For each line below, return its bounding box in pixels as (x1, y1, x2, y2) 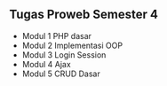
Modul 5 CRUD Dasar (21, 68, 100, 79)
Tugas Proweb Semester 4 (9, 7, 158, 22)
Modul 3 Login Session (21, 49, 107, 60)
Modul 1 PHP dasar (21, 30, 91, 41)
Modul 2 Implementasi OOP (21, 40, 123, 51)
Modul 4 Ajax (21, 59, 71, 69)
